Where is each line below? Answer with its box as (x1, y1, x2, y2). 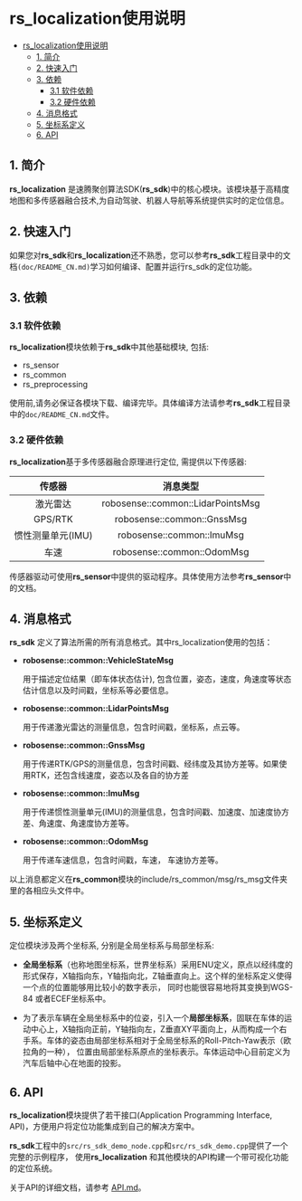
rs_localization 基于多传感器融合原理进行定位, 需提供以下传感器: (9, 456, 247, 467)
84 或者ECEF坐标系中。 (22, 993, 111, 1005)
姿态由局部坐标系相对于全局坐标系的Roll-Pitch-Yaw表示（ (70, 1035, 284, 1046)
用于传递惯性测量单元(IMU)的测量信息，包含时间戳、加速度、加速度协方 (22, 806, 289, 817)
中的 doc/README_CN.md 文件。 (9, 409, 115, 420)
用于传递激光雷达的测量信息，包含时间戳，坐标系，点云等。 (22, 721, 245, 733)
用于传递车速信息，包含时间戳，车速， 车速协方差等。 (22, 854, 223, 865)
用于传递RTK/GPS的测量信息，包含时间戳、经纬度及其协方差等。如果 (22, 758, 279, 769)
